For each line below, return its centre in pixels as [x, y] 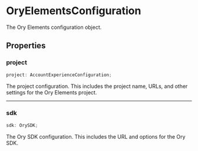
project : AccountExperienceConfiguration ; [59, 75]
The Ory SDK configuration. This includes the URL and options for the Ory [96, 136]
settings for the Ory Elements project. [52, 92]
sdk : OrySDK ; [22, 125]
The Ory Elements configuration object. [54, 27]
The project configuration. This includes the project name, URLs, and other [97, 86]
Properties [26, 46]
